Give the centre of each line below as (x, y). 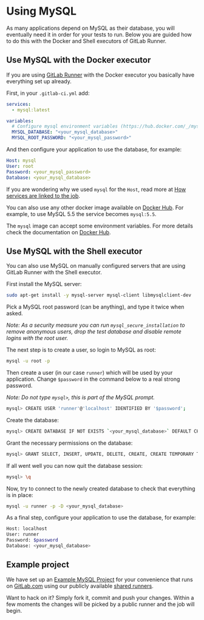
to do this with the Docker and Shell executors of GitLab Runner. (87, 41)
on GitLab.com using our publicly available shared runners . (80, 586)
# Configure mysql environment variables (65, 127)
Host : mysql (21, 161)
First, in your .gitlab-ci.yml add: (48, 93)
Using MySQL (42, 11)
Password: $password (32, 540)
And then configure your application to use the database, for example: (94, 149)
